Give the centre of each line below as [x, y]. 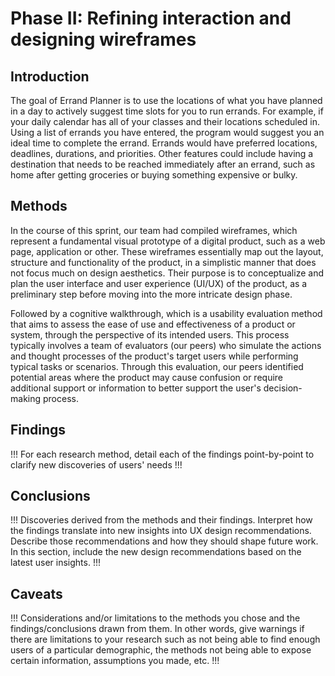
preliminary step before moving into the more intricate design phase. [151, 294]
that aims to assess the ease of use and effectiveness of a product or [153, 324]
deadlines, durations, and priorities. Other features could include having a [162, 153]
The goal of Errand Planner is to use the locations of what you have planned [166, 100]
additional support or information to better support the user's [136, 388]
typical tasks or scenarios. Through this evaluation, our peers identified [157, 366]
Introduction [50, 76]
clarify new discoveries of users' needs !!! [96, 464]
